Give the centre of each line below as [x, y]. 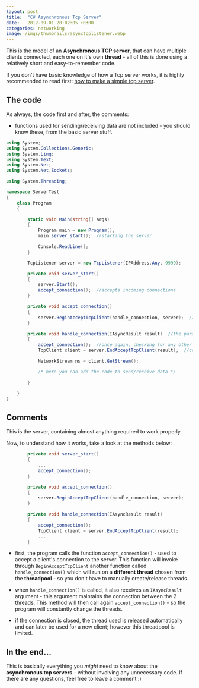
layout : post [22, 12]
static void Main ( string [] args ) [69, 219]
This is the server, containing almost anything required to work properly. [94, 432]
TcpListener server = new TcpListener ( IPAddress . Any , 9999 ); [105, 263]
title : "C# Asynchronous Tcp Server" [54, 17]
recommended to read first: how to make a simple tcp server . [81, 81]
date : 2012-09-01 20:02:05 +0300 [50, 23]
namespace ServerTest [33, 192]
